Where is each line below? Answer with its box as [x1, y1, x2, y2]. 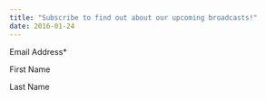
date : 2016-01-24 [9, 22, 75, 31]
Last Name [9, 81, 50, 92]
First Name [9, 64, 51, 75]
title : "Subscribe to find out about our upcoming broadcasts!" [9, 13, 258, 22]
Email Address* [9, 46, 68, 57]
